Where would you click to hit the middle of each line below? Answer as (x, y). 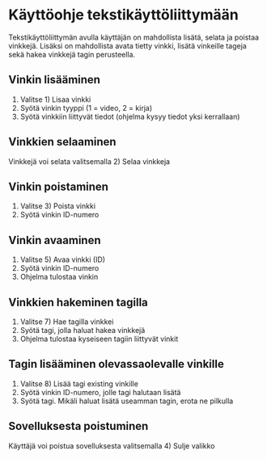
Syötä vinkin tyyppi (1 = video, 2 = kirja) (86, 107)
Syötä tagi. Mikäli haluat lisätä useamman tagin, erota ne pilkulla (127, 401)
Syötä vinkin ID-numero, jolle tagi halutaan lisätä (100, 392)
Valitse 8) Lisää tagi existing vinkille (79, 383)
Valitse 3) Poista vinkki (57, 206)
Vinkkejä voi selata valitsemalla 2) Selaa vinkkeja (89, 161)
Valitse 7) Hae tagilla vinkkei (67, 322)
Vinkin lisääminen (55, 80)
